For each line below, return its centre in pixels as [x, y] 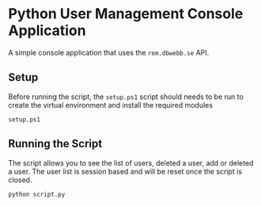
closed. [20, 180]
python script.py [37, 194]
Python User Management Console [126, 14]
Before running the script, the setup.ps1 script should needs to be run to [126, 97]
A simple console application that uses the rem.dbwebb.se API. [109, 52]
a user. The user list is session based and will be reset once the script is [125, 171]
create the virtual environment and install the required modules [111, 105]
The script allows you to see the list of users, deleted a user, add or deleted [131, 162]
